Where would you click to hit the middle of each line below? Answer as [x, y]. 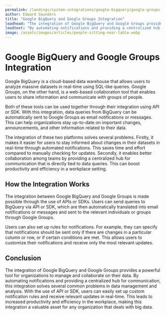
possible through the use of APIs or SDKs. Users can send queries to [75, 201]
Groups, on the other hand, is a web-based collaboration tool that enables [80, 91]
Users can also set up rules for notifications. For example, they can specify [81, 227]
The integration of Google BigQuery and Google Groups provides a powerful [83, 270]
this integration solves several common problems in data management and [81, 286]
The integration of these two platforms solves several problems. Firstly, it [79, 137]
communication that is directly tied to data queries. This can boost [72, 163]
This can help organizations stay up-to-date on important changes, [73, 122]
